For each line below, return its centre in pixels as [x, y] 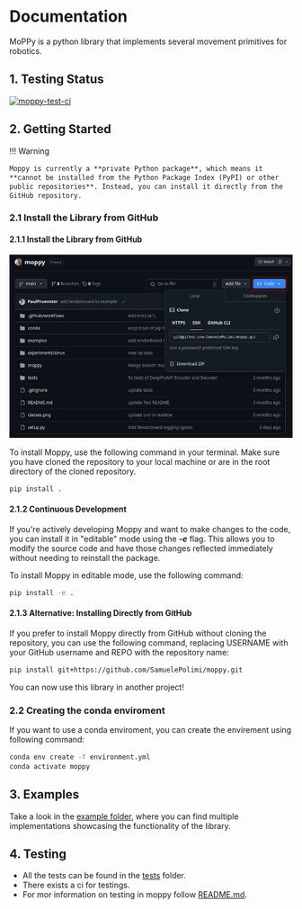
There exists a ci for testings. [76, 885]
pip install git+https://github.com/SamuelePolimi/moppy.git [126, 670]
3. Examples [44, 794]
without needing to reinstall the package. [85, 557]
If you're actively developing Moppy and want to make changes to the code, [150, 529]
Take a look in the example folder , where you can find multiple [124, 816]
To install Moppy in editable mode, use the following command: [127, 575]
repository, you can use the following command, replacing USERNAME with [149, 642]
